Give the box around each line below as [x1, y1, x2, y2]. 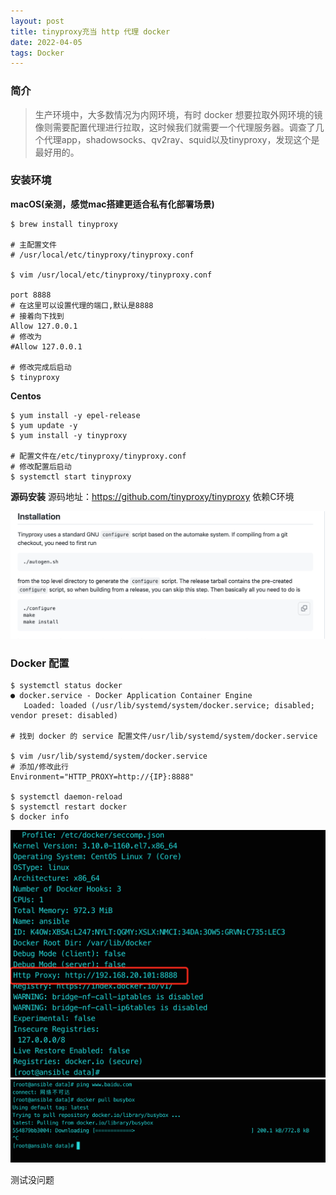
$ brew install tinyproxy [10, 219, 118, 229]
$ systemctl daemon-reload [10, 792, 123, 802]
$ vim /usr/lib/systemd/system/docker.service [10, 751, 208, 762]
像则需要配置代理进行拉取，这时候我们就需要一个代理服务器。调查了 [34, 121, 316, 133]
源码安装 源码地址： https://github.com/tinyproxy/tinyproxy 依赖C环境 [10, 490, 295, 502]
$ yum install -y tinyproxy [10, 430, 128, 440]
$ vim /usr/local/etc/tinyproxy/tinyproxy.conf [10, 270, 213, 280]
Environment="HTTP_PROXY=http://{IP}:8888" [10, 772, 195, 782]
